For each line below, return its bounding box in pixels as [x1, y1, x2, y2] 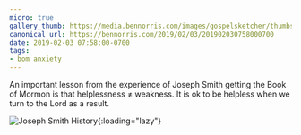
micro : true [9, 13, 54, 22]
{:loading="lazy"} [97, 115, 162, 126]
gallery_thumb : [9, 21, 66, 30]
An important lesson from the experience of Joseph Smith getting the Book [9, 80, 287, 89]
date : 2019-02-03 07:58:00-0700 [9, 38, 130, 47]
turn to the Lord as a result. [9, 98, 110, 108]
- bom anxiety [9, 55, 63, 63]
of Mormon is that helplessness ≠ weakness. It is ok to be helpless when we [9, 89, 290, 99]
